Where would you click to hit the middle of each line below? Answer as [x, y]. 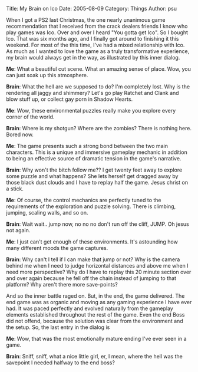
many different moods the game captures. [57, 248]
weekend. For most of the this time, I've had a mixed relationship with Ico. [95, 45]
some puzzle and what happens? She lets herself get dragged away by [92, 176]
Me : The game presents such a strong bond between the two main [87, 146]
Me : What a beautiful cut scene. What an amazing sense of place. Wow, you [99, 69]
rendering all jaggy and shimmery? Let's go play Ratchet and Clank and [93, 93]
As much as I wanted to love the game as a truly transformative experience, [98, 51]
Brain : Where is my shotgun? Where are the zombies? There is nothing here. [99, 128]
